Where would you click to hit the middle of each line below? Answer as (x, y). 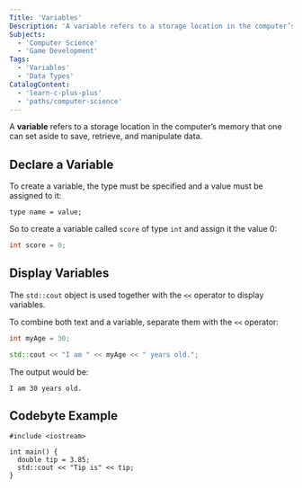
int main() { (34, 452)
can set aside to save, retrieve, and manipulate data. (106, 137)
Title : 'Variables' (46, 18)
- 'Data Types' (46, 76)
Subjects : (28, 34)
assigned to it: (36, 196)
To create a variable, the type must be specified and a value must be (136, 186)
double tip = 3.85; (54, 460)
